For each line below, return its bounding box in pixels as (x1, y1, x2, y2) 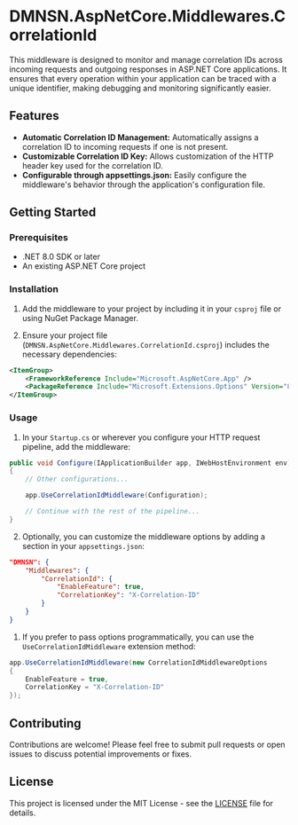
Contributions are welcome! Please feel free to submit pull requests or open (9, 739, 286, 750)
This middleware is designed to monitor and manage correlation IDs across (9, 54, 284, 65)
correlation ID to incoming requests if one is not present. (21, 141, 229, 152)
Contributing (9, 716, 82, 731)
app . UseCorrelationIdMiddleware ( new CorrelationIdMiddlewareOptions (9, 658, 268, 667)
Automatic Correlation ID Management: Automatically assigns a (21, 131, 259, 143)
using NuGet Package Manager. (21, 312, 139, 323)
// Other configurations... (25, 475, 129, 484)
